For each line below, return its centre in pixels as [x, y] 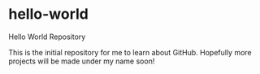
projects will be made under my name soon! [82, 61]
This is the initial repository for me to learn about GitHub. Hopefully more [130, 52]
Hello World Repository [47, 37]
